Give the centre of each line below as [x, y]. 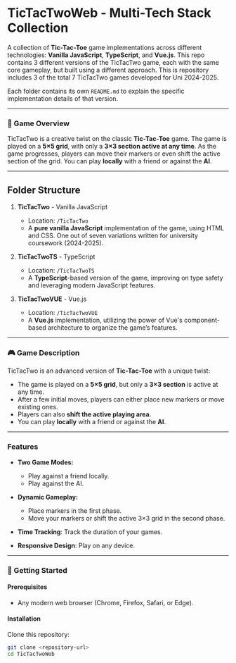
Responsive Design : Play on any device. [76, 545]
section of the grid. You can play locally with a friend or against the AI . [110, 161]
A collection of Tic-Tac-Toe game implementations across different [105, 47]
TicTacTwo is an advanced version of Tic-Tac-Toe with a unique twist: [109, 371]
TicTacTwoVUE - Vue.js [52, 299]
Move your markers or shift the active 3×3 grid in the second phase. [126, 518]
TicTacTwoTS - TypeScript [56, 257]
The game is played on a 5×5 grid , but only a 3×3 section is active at [118, 385]
